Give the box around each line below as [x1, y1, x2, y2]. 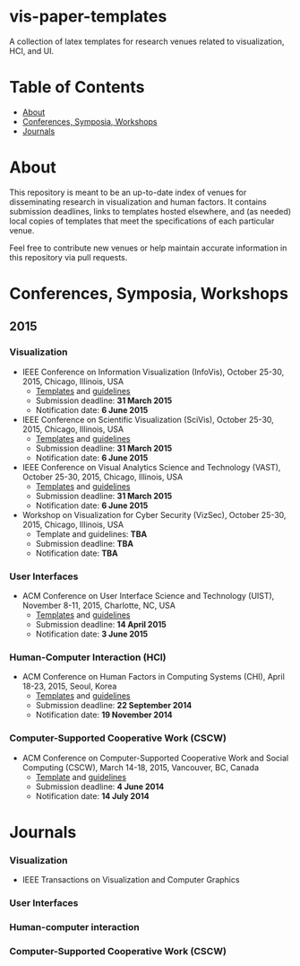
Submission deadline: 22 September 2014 [35, 700, 193, 711]
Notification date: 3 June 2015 [35, 628, 149, 639]
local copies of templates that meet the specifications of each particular [9, 215, 275, 226]
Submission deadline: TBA [35, 538, 134, 549]
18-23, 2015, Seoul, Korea [21, 681, 117, 692]
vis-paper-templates [9, 6, 167, 27]
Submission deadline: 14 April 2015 [35, 619, 167, 629]
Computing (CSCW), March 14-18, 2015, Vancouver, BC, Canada [21, 761, 260, 773]
